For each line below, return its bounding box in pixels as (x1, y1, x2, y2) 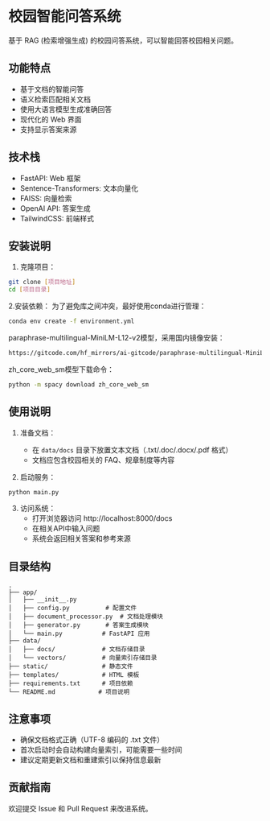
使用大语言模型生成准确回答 (19, 104, 112, 113)
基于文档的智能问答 (19, 84, 84, 93)
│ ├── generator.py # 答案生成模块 (8, 621, 149, 629)
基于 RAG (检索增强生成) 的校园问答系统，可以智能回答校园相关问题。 (8, 35, 239, 45)
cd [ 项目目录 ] (8, 286, 51, 294)
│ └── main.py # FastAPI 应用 (8, 629, 150, 638)
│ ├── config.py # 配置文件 (8, 604, 137, 613)
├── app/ (8, 588, 38, 596)
